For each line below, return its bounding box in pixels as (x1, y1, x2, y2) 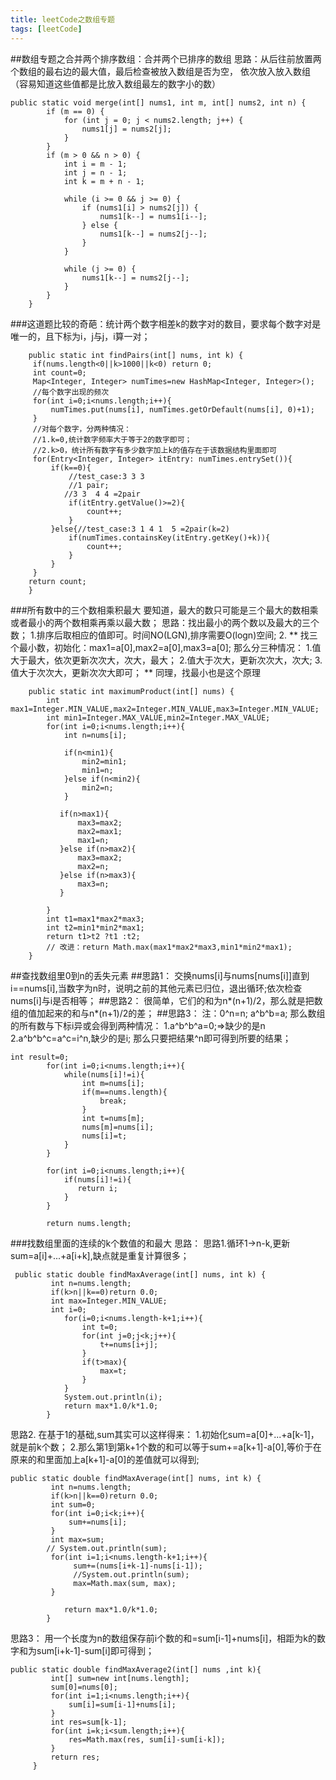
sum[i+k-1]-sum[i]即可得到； (36, 1644, 155, 1656)
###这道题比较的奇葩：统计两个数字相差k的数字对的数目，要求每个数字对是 (10, 317, 322, 330)
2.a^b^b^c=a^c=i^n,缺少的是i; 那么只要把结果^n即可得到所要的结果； (10, 1032, 292, 1044)
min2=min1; (81, 756, 128, 766)
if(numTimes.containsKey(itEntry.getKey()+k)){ (68, 532, 271, 543)
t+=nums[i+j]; (99, 1339, 159, 1350)
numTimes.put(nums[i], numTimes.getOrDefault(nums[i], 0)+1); (50, 404, 315, 415)
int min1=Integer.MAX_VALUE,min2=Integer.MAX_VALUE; (46, 712, 271, 723)
